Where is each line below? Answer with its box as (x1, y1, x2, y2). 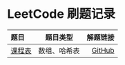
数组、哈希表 (38, 46, 81, 55)
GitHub (91, 45, 115, 55)
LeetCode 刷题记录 (7, 6, 116, 22)
